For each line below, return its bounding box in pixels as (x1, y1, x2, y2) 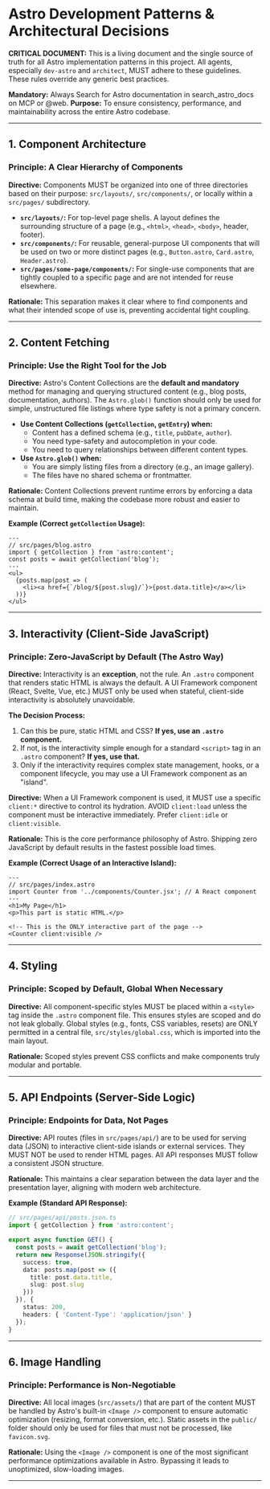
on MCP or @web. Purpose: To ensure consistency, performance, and (8, 98, 242, 108)
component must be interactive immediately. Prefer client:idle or (8, 810, 228, 820)
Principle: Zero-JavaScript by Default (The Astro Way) (8, 651, 224, 662)
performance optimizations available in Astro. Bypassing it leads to (8, 1456, 229, 1466)
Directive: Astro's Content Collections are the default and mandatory (8, 378, 239, 388)
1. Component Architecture (8, 137, 146, 151)
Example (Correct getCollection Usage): (8, 519, 145, 529)
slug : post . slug (29, 1281, 84, 1289)
